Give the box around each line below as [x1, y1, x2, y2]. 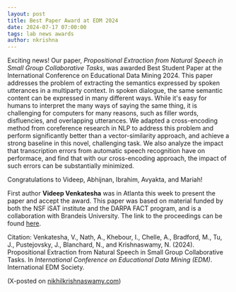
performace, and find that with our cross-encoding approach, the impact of [7, 154, 228, 163]
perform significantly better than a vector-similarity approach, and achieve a [7, 132, 230, 140]
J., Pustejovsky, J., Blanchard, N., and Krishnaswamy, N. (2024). [7, 240, 195, 249]
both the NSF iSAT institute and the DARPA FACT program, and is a [7, 204, 201, 213]
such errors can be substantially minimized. [7, 162, 134, 170]
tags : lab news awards [7, 30, 74, 38]
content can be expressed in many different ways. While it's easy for [7, 94, 207, 103]
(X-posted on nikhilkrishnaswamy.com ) [7, 277, 122, 286]
